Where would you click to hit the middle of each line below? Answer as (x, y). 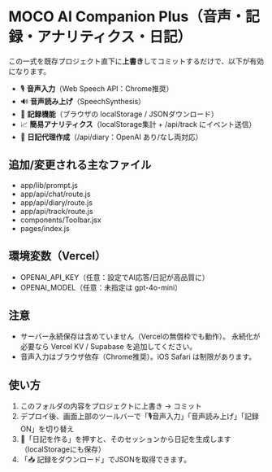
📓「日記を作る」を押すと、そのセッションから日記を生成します (125, 439)
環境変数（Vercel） (57, 256)
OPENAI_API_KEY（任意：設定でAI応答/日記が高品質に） (114, 277)
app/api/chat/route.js (55, 194)
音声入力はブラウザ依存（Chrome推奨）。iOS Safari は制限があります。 (138, 357)
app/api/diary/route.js (56, 202)
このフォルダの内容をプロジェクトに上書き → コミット (111, 406)
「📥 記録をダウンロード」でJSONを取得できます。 (105, 460)
